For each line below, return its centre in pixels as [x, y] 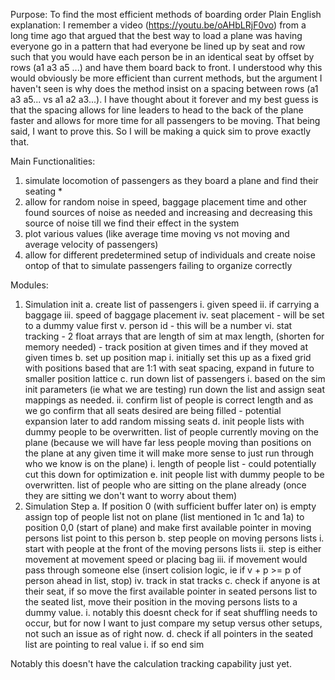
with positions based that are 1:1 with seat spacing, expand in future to [169, 368]
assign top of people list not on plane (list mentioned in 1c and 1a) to [164, 517]
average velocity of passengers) [91, 244]
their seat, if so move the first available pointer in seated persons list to [171, 591]
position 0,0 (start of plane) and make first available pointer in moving [168, 527]
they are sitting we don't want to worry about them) [131, 495]
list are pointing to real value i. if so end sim [114, 644]
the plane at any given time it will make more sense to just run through [169, 453]
